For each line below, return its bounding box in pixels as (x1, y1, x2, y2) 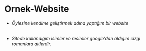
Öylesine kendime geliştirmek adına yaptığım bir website (11, 20, 128, 26)
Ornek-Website (4, 3, 69, 15)
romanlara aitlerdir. (11, 41, 52, 47)
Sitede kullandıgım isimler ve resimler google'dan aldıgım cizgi (11, 36, 141, 42)
